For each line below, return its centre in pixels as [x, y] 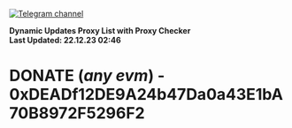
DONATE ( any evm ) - [87, 76]
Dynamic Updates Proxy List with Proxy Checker [100, 30]
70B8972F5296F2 [77, 113]
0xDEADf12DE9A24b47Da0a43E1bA [146, 95]
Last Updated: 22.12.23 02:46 [65, 40]
